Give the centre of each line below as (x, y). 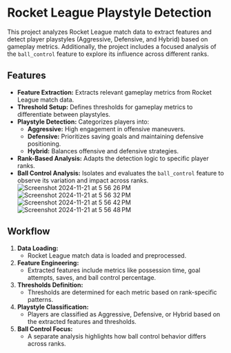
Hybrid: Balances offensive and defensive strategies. (103, 151)
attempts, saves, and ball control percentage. (92, 277)
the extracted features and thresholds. (82, 321)
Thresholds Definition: (50, 285)
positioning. (44, 144)
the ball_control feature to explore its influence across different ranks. (108, 54)
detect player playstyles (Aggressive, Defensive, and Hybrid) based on (108, 39)
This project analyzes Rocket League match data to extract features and (110, 32)
